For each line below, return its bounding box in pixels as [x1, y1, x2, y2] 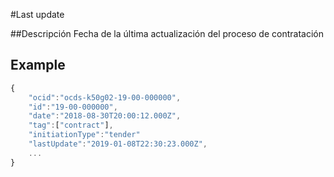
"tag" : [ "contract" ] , [28, 120, 114, 131]
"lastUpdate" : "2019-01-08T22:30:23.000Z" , [28, 139, 208, 149]
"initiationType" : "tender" [28, 130, 141, 140]
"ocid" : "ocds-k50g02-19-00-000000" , [28, 92, 182, 103]
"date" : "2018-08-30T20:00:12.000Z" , [28, 111, 182, 121]
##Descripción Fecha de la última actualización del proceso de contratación [10, 28, 324, 39]
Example [10, 57, 66, 74]
